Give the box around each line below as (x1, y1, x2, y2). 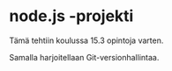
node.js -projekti (9, 6, 134, 26)
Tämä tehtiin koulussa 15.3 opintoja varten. (9, 35, 164, 46)
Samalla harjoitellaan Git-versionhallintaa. (9, 52, 160, 62)
